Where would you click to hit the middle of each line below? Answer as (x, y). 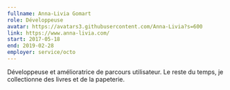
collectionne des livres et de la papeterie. (66, 79)
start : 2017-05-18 (34, 39)
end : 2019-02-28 (30, 46)
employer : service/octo (42, 53)
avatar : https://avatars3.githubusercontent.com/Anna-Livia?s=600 (105, 26)
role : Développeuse (35, 20)
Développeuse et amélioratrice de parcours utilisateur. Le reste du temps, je (115, 72)
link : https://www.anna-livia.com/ (59, 33)
